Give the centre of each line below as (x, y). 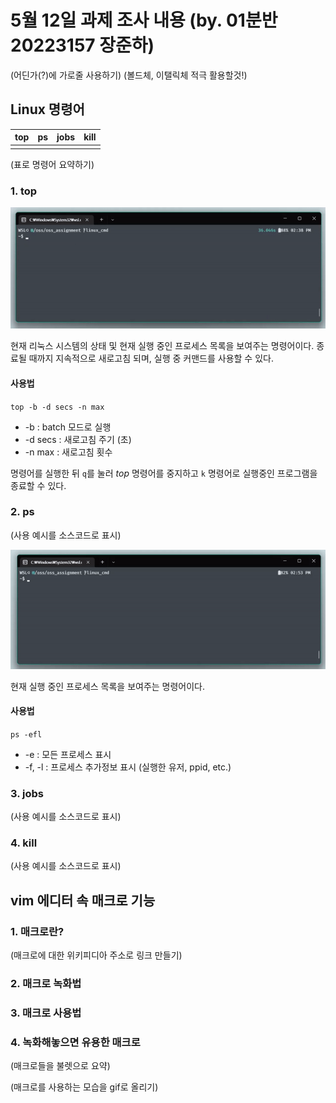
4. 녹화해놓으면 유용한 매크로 (75, 1042)
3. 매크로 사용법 (46, 1013)
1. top (24, 191)
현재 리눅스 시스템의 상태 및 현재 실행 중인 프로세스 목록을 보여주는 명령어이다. (162, 346)
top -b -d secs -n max (57, 407)
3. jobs (27, 793)
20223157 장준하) (82, 45)
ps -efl (26, 734)
